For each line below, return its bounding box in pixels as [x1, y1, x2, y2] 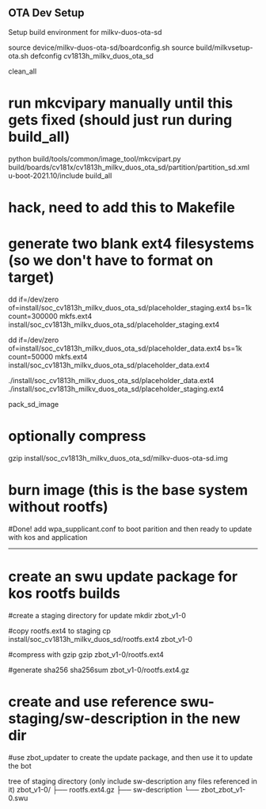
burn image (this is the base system [8, 481, 248, 499]
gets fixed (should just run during [8, 111, 233, 129]
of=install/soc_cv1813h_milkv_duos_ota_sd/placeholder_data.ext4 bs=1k [8, 344, 243, 353]
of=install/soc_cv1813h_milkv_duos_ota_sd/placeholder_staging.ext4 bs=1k [8, 302, 252, 312]
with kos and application [8, 532, 88, 541]
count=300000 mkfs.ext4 [8, 311, 93, 321]
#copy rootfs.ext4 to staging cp [8, 625, 111, 636]
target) [8, 268, 55, 287]
